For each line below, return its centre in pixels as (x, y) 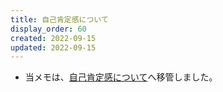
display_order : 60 (48, 29)
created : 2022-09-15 (53, 38)
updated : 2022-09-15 (53, 47)
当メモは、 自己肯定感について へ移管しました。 (121, 77)
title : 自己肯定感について (59, 19)
